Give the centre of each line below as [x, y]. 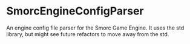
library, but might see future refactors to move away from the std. [88, 34]
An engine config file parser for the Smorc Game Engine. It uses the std [95, 28]
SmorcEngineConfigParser [75, 11]
